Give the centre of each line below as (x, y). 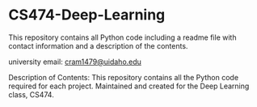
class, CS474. (31, 94)
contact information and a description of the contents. (98, 45)
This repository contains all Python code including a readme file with (122, 37)
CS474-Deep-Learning (87, 15)
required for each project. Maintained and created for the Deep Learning (129, 86)
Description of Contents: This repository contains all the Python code (124, 77)
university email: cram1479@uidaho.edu (75, 62)
